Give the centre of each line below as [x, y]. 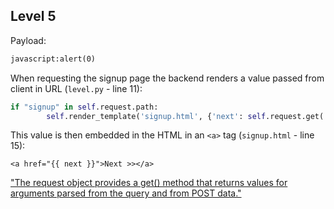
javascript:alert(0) [53, 59]
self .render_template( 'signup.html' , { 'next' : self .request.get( [185, 116]
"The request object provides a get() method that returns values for [149, 183]
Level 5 [33, 16]
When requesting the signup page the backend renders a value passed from [167, 78]
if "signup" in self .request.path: [84, 107]
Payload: [28, 40]
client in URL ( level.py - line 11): [76, 88]
